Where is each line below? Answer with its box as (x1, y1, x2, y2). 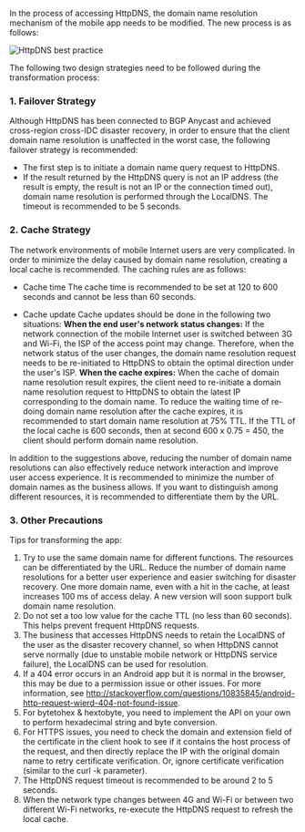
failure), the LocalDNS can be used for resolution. (22, 658, 208, 669)
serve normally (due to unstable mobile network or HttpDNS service (22, 649, 278, 660)
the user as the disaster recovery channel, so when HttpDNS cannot (22, 639, 280, 650)
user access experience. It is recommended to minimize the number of (9, 471, 275, 482)
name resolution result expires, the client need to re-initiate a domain (22, 376, 281, 387)
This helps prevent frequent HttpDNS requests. (22, 620, 200, 631)
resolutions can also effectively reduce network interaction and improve (9, 462, 280, 473)
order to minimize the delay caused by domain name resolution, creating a (9, 254, 289, 265)
